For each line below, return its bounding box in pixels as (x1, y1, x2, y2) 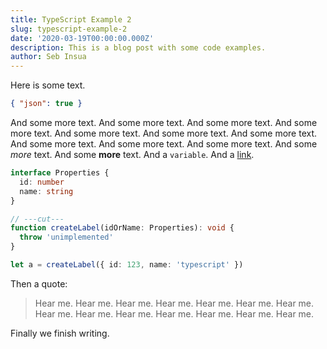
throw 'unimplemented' (19, 232, 114, 243)
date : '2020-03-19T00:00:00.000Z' (10, 33, 155, 43)
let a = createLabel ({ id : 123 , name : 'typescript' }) (10, 260, 244, 270)
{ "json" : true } (10, 99, 83, 109)
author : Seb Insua (10, 52, 87, 62)
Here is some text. (10, 79, 86, 91)
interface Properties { (10, 168, 110, 178)
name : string (19, 186, 74, 196)
